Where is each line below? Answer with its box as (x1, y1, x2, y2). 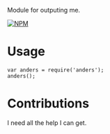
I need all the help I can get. (7, 118, 87, 127)
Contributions (7, 96, 89, 112)
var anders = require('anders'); (7, 66, 104, 74)
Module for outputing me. (7, 6, 81, 14)
